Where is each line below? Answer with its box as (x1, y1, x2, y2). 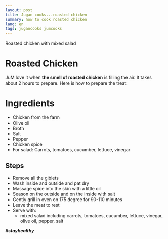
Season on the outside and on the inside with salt (12, 191, 115, 197)
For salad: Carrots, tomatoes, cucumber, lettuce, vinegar (12, 147, 131, 152)
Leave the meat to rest (12, 202, 60, 208)
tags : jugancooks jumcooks (5, 26, 62, 31)
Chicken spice (12, 141, 43, 147)
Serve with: (12, 207, 36, 213)
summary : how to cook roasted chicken (5, 17, 87, 22)
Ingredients (5, 98, 55, 109)
